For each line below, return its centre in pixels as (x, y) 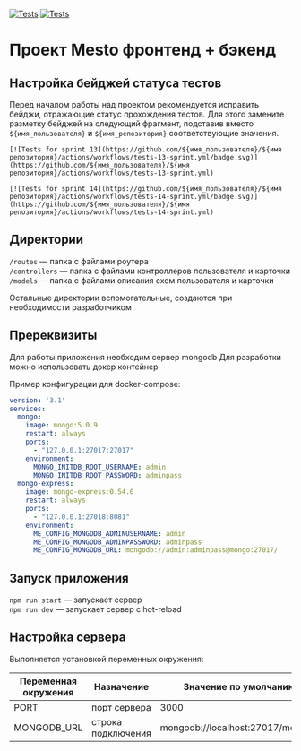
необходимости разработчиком (70, 307)
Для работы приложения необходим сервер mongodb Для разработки (146, 357)
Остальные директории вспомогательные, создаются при (121, 298)
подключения (121, 733)
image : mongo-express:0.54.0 (80, 492)
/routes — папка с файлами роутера (79, 261)
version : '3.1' (38, 400)
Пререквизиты (53, 336)
